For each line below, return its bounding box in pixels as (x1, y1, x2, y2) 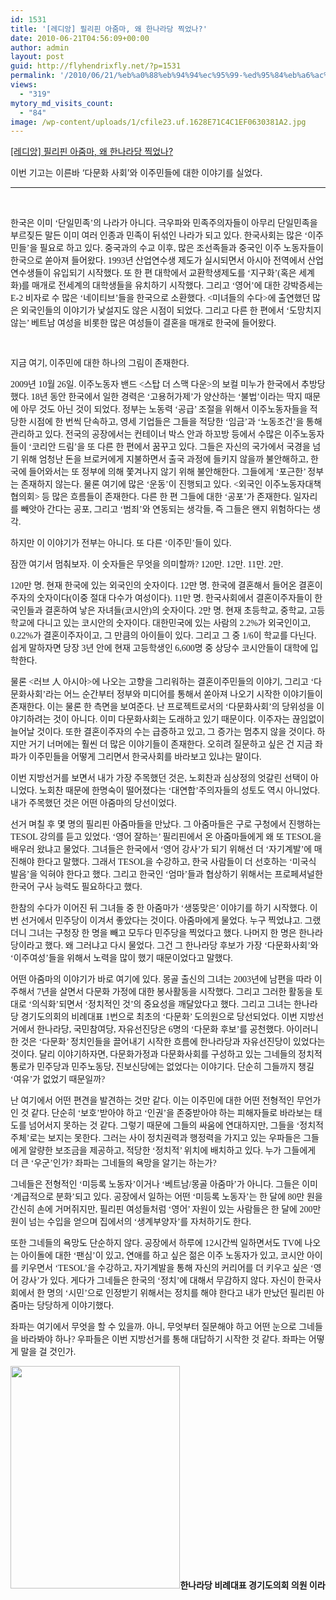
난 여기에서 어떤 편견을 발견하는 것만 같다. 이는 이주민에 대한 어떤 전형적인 (10, 1096, 295, 1106)
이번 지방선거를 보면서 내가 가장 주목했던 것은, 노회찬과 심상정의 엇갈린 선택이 (10, 773, 309, 784)
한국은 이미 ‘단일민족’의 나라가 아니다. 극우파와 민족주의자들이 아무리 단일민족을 (10, 218, 318, 229)
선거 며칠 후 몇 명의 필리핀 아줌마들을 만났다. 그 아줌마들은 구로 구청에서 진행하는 (10, 819, 322, 830)
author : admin (10, 42, 70, 53)
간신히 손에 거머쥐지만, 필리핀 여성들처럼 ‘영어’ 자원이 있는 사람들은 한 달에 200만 (10, 1204, 322, 1215)
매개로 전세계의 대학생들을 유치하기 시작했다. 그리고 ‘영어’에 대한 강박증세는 (31, 281, 323, 291)
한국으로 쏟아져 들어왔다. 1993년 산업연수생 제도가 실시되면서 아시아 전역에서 (10, 256, 306, 266)
